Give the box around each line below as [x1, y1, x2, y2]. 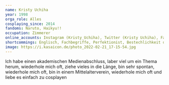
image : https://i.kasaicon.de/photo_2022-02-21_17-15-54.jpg [5, 44, 136, 49]
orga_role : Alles [5, 16, 42, 21]
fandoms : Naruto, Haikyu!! [5, 26, 62, 31]
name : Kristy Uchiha [5, 7, 49, 12]
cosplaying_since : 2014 [5, 21, 55, 26]
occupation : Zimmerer [5, 30, 51, 35]
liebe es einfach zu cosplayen [5, 74, 67, 80]
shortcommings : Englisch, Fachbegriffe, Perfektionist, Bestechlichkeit [5, 40, 161, 45]
